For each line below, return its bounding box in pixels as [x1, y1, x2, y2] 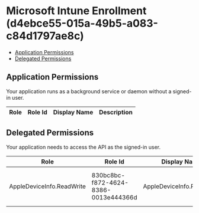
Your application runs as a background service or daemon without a [6, 87, 172, 95]
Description [98, 108, 133, 116]
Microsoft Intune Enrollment [6, 4, 147, 18]
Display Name [53, 108, 94, 116]
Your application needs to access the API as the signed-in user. [6, 143, 161, 150]
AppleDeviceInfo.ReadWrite [9, 182, 86, 190]
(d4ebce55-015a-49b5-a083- [6, 17, 158, 30]
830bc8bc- [91, 171, 126, 179]
